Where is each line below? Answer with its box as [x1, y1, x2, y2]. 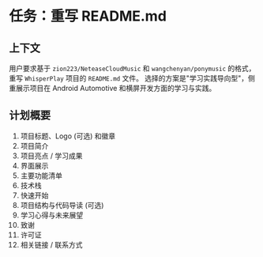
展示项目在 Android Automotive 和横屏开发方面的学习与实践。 [15, 84, 216, 93]
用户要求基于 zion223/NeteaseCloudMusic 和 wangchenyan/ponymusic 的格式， [9, 64, 256, 73]
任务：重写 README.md [9, 7, 167, 25]
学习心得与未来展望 [20, 210, 84, 220]
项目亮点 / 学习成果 [20, 151, 83, 161]
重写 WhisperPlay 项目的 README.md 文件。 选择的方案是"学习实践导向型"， [9, 74, 248, 83]
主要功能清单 [20, 171, 62, 180]
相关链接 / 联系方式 [20, 240, 83, 249]
